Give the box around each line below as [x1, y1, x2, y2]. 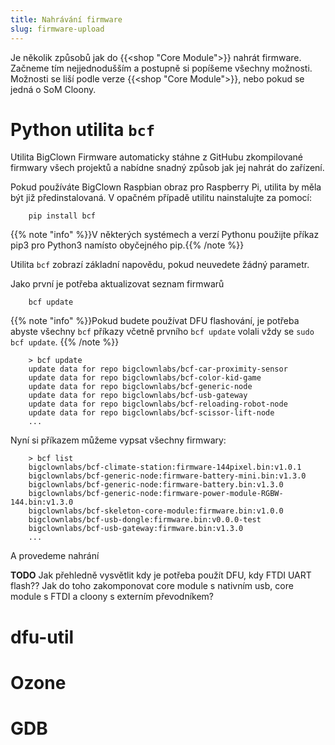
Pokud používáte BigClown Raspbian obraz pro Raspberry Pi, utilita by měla [10, 181, 322, 193]
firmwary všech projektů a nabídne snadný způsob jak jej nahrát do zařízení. [10, 162, 325, 174]
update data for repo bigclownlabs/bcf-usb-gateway [28, 391, 248, 401]
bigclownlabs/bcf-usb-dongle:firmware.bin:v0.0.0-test [28, 515, 262, 525]
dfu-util [10, 626, 75, 648]
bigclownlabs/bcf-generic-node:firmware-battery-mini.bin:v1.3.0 [28, 471, 307, 481]
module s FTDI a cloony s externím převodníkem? [10, 591, 215, 603]
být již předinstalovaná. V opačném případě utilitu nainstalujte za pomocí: [10, 192, 313, 204]
